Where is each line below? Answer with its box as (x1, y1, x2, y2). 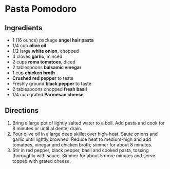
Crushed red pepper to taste (12, 75, 74, 81)
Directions (5, 106, 39, 115)
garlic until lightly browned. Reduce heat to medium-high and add (12, 136, 152, 142)
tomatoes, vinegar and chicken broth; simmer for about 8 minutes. (12, 141, 153, 147)
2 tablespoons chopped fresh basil (12, 86, 87, 92)
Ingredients (5, 24, 43, 32)
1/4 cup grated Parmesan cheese (12, 92, 84, 97)
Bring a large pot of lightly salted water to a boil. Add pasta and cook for (12, 120, 165, 126)
